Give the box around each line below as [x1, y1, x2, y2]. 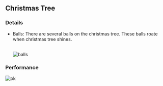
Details [5, 19, 23, 26]
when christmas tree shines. [12, 36, 72, 42]
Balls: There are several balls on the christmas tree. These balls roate [12, 30, 158, 37]
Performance [5, 64, 39, 71]
